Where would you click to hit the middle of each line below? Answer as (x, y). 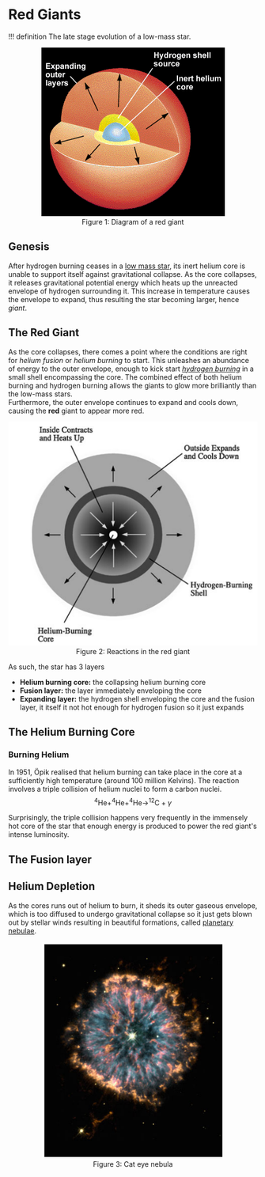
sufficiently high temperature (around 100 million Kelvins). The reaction (124, 780)
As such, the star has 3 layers (57, 667)
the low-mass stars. (40, 394)
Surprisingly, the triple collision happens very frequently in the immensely (128, 818)
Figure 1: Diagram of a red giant (133, 221)
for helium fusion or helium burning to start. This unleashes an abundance (129, 360)
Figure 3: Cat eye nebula (133, 1164)
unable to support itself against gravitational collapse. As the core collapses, (132, 274)
